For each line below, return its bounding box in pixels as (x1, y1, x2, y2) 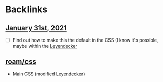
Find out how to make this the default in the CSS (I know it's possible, (12, 37, 158, 43)
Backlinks (5, 4, 48, 15)
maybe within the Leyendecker (12, 43, 77, 49)
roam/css (5, 57, 37, 66)
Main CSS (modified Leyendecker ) (12, 71, 85, 77)
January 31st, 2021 (5, 24, 67, 32)
